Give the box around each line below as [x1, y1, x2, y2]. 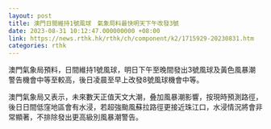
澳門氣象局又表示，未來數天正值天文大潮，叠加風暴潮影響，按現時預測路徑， [8, 92, 263, 102]
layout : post [8, 11, 52, 20]
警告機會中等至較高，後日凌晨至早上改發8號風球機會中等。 [8, 75, 204, 85]
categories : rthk [8, 42, 67, 50]
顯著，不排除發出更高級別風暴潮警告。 [15, 112, 143, 122]
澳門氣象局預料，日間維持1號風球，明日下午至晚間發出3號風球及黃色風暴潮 [8, 65, 256, 75]
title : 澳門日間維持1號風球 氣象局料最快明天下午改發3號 [8, 19, 179, 27]
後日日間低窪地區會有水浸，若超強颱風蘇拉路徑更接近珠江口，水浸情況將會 [8, 102, 256, 112]
